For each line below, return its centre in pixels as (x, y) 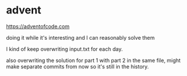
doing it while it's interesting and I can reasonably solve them (81, 37)
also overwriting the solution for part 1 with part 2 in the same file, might (93, 60)
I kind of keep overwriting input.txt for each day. (64, 49)
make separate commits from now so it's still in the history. (78, 66)
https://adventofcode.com (38, 26)
